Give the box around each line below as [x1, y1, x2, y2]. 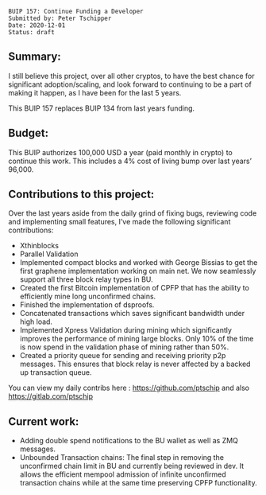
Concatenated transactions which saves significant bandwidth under [19, 309, 245, 318]
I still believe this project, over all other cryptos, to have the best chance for [8, 71, 255, 80]
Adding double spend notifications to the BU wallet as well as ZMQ [19, 436, 238, 446]
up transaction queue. [19, 368, 92, 377]
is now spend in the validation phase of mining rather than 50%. [19, 342, 229, 352]
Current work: [8, 415, 79, 428]
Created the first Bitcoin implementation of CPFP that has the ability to [19, 283, 250, 293]
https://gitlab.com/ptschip [8, 392, 94, 401]
